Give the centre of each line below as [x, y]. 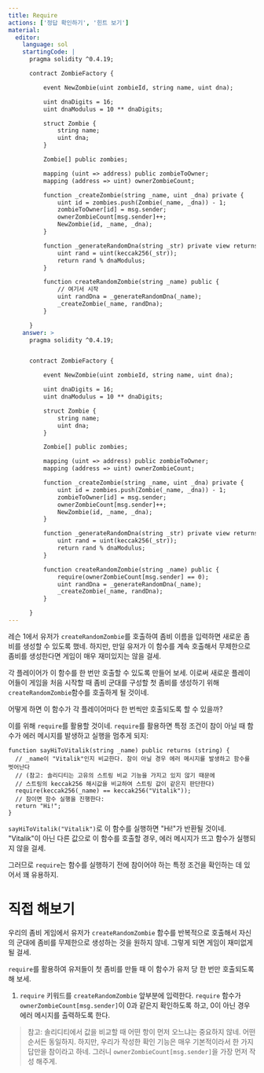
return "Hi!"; [38, 806]
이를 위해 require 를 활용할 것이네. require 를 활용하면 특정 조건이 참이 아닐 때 [127, 726]
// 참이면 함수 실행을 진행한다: [60, 799]
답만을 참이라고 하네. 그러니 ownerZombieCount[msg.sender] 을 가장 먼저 [137, 1051]
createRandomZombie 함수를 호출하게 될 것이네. [79, 692]
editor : [28, 37]
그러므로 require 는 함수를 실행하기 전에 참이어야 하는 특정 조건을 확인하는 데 [125, 865]
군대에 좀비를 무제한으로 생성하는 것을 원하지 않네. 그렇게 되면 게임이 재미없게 [135, 942]
